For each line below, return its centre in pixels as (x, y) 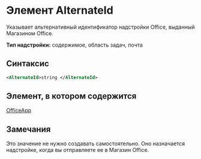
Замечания (28, 129)
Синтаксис (28, 64)
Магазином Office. (30, 33)
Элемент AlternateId (60, 10)
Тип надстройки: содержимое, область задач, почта (74, 45)
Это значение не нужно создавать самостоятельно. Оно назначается (95, 143)
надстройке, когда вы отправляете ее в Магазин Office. (78, 150)
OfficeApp (19, 111)
